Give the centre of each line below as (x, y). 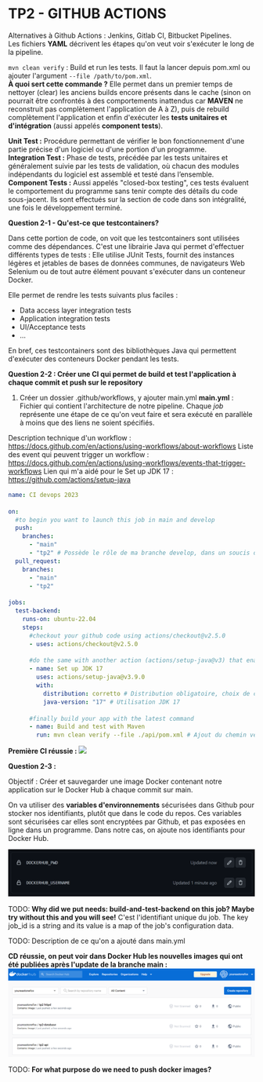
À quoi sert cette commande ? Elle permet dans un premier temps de (121, 84)
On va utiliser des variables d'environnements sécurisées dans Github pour (131, 805)
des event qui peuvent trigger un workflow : (79, 454)
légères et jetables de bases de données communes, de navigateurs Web (126, 263)
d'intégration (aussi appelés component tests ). (85, 126)
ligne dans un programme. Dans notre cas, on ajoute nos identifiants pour (127, 830)
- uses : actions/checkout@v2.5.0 (83, 644)
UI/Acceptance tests (52, 327)
